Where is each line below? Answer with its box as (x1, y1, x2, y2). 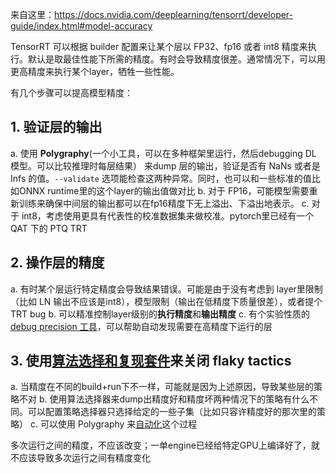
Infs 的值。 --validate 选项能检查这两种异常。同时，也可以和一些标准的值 (10, 172, 312, 184)
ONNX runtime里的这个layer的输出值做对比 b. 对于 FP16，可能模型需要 (18, 184, 310, 197)
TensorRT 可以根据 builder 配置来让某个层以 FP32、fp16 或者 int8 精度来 (10, 41, 308, 52)
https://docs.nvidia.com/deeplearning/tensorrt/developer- (54, 9, 294, 20)
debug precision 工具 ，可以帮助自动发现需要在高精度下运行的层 (10, 320, 273, 332)
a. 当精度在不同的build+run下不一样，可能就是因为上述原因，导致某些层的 (10, 381, 315, 393)
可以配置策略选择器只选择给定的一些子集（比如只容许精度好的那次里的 (27, 406, 317, 418)
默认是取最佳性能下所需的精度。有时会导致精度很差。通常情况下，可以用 (27, 53, 326, 65)
